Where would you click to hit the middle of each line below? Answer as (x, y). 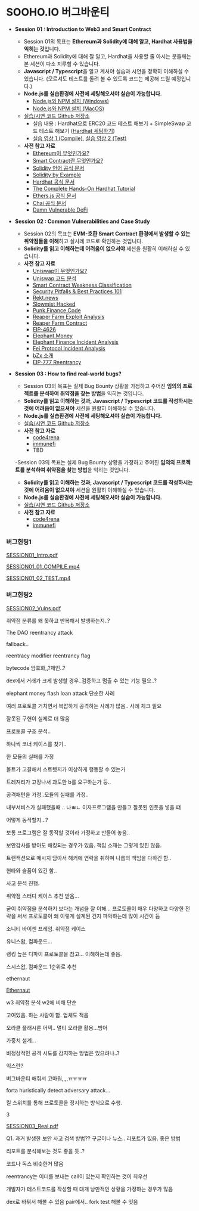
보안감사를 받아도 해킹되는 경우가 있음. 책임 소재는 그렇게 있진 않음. (84, 845)
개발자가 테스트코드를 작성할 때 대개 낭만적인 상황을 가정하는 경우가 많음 (90, 1189)
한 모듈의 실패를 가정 (30, 756)
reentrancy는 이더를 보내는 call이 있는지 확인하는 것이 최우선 (77, 1176)
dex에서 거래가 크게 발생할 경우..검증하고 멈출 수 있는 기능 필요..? (81, 681)
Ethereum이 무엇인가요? (61, 153)
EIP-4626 (44, 329)
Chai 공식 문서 (49, 203)
